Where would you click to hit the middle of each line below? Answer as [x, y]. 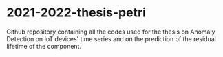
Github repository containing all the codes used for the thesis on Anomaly [111, 32]
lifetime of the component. [44, 46]
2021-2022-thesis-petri [76, 13]
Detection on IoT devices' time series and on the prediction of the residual [111, 38]
